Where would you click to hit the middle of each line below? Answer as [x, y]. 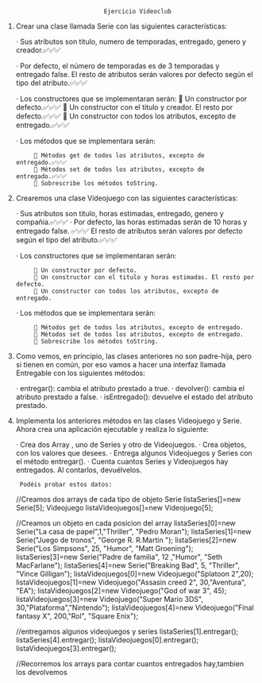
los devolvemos [41, 672]
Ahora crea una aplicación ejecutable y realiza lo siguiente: [112, 429]
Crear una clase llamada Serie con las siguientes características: [121, 26]
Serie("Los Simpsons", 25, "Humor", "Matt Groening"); [104, 548]
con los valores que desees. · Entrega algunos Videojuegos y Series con [134, 453]
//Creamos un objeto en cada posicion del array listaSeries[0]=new [125, 523]
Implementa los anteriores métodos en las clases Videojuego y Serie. [129, 421]
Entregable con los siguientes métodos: [80, 373]
